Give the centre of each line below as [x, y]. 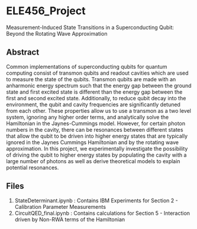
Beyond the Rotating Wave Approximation [57, 33]
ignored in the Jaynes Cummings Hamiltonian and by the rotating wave [93, 142]
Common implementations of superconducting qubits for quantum [87, 66]
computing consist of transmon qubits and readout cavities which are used [97, 73]
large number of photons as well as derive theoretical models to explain [93, 161]
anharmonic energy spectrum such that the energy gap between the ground [99, 85]
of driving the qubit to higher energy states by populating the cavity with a [96, 155]
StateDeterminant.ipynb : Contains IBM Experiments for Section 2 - [96, 201]
